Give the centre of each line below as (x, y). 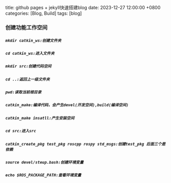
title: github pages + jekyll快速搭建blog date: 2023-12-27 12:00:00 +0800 (83, 7)
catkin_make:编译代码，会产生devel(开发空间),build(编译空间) (67, 105)
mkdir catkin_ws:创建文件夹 (33, 40)
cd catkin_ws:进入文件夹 (30, 53)
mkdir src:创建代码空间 (28, 66)
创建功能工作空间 (26, 27)
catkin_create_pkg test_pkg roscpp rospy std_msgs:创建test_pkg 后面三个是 (85, 144)
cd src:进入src (21, 131)
